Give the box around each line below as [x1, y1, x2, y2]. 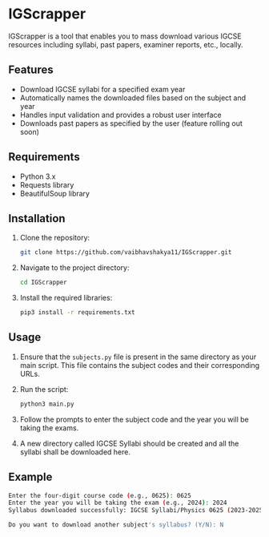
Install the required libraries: [19, 293, 113, 303]
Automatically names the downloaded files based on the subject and [19, 93, 247, 103]
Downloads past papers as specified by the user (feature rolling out [19, 118, 243, 128]
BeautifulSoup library [19, 188, 90, 198]
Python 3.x [19, 172, 56, 181]
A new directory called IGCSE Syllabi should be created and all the [19, 438, 239, 448]
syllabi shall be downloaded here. [19, 446, 130, 457]
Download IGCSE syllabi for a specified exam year [19, 84, 186, 94]
